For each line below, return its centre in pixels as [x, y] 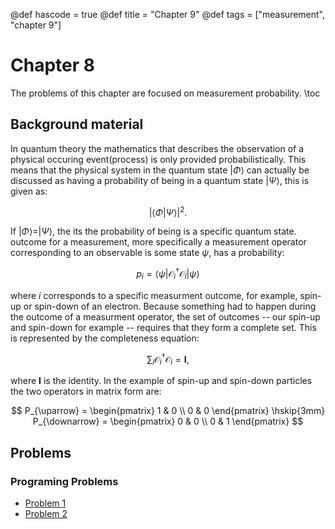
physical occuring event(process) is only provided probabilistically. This [158, 159]
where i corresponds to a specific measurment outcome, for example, [154, 295]
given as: [29, 191]
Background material [77, 124]
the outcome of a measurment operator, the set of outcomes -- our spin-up [165, 316]
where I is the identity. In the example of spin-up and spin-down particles [161, 381]
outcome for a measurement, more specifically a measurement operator [158, 242]
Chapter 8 [52, 65]
